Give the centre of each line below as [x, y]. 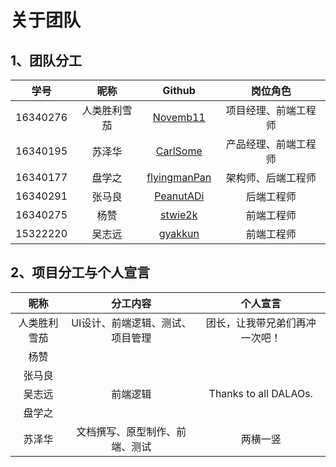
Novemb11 [179, 117]
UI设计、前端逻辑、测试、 [131, 323]
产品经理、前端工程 [271, 144]
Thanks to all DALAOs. [260, 393]
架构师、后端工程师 [271, 178]
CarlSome [179, 151]
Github [179, 90]
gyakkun [179, 233]
